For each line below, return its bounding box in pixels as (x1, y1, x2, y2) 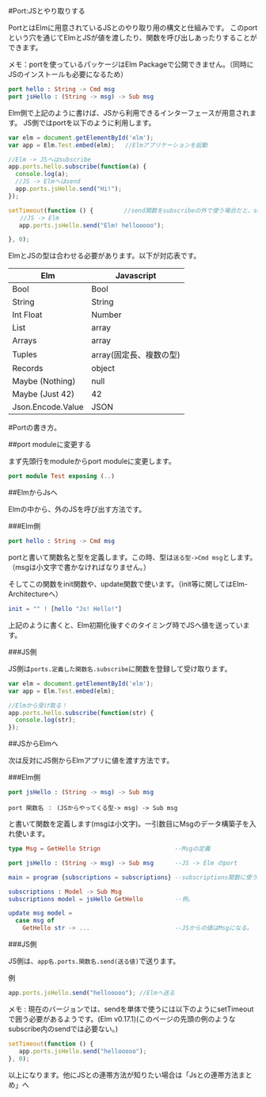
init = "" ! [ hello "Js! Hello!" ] (8, 605, 123, 613)
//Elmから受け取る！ (8, 701, 68, 709)
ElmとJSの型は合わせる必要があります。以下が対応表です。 (8, 251, 201, 261)
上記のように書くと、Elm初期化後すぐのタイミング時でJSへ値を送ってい (8, 620, 243, 629)
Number (91, 309, 122, 320)
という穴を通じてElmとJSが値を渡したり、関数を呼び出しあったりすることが (8, 33, 257, 42)
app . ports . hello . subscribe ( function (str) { (8, 709, 154, 717)
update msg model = (8, 909, 73, 917)
